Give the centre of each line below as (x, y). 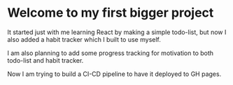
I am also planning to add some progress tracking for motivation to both (111, 53)
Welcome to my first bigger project (111, 13)
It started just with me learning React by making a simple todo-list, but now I (117, 32)
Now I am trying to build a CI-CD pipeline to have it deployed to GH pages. (114, 74)
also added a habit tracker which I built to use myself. (84, 39)
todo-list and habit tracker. (45, 60)
